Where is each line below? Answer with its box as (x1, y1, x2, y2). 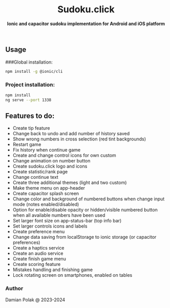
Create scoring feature (12, 261, 61, 268)
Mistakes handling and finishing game (12, 266, 93, 273)
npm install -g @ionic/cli (5, 69, 63, 74)
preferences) (12, 239, 40, 245)
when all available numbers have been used (12, 212, 105, 218)
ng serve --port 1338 (5, 97, 52, 102)
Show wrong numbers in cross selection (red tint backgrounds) (12, 136, 146, 142)
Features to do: (5, 112, 55, 120)
